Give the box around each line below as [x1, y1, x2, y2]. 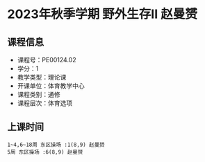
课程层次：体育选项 [17, 99, 73, 107]
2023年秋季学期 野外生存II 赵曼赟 [7, 6, 198, 22]
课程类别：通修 [17, 91, 60, 98]
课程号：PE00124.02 [17, 56, 76, 64]
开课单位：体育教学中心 [17, 82, 85, 90]
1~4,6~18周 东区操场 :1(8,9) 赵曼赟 [7, 141, 105, 148]
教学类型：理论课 [17, 73, 67, 81]
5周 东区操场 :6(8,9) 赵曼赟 [7, 148, 83, 156]
